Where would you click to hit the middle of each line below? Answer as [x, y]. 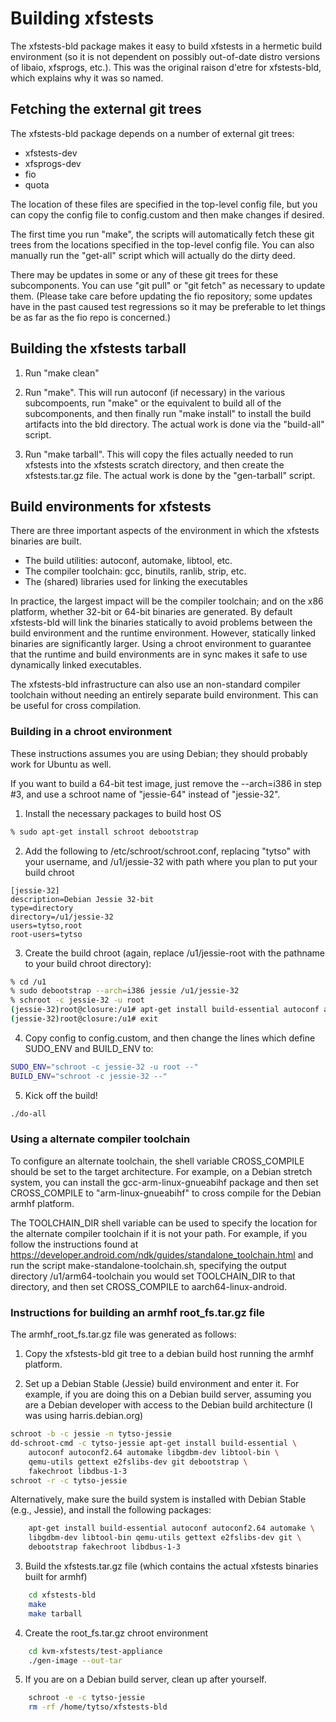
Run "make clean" [62, 373]
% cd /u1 [28, 982]
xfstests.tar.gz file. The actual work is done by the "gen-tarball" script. [170, 475]
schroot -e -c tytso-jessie [86, 1698]
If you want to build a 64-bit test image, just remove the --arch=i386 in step [166, 783]
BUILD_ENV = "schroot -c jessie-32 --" [89, 1076]
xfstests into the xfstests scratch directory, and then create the [154, 464]
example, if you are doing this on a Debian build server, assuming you [168, 1394]
